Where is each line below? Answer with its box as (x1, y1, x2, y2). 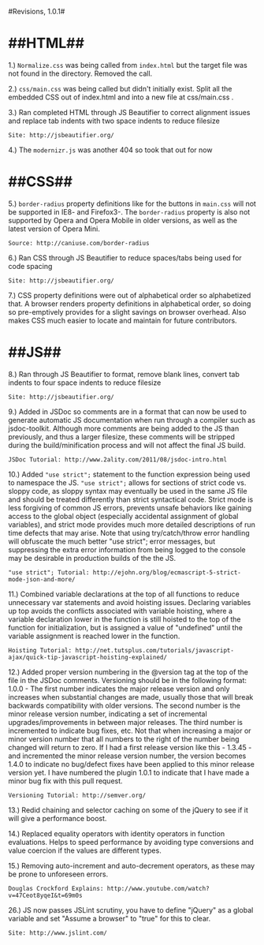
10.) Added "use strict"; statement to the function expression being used (8, 469, 251, 479)
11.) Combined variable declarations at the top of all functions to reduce (8, 589, 240, 599)
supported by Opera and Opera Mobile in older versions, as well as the (8, 215, 238, 225)
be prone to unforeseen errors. (8, 869, 109, 879)
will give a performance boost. (8, 813, 107, 823)
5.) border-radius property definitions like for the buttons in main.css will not (8, 199, 256, 208)
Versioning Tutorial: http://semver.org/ (8, 791, 147, 799)
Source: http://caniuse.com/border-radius (8, 239, 150, 247)
